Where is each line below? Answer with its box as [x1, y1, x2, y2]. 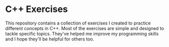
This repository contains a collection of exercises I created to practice [5, 20, 151, 26]
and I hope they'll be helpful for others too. [5, 36, 95, 42]
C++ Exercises [5, 3, 68, 15]
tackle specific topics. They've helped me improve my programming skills [5, 30, 159, 36]
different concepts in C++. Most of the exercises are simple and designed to [5, 25, 164, 31]
